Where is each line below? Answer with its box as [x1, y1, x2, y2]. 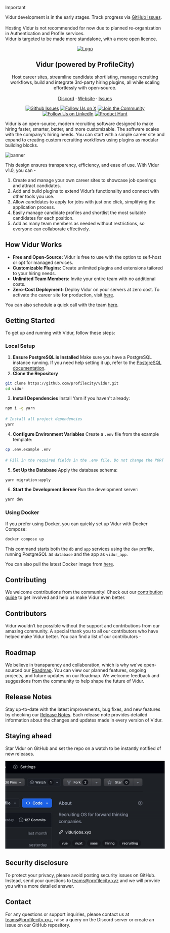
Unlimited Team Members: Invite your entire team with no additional [12, 276, 156, 282]
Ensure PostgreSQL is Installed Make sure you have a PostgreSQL [12, 354, 152, 360]
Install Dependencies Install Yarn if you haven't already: [12, 395, 130, 401]
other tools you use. [12, 193, 55, 199]
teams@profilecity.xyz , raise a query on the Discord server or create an [5, 916, 154, 922]
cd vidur [5, 386, 24, 391]
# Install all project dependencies [5, 416, 82, 422]
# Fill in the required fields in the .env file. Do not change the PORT [5, 458, 164, 463]
